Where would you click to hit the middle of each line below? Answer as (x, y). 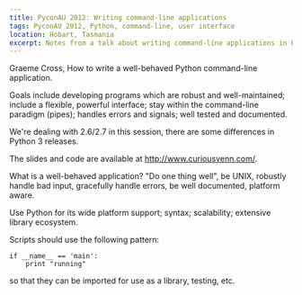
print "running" (56, 264)
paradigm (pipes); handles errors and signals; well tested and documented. (148, 114)
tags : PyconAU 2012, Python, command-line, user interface (122, 26)
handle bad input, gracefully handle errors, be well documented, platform (145, 186)
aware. (22, 195)
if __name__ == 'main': (54, 256)
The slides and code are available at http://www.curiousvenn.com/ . (133, 159)
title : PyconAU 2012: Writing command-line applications (118, 18)
